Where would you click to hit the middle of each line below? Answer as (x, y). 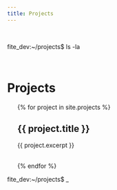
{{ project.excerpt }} (45, 145)
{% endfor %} (37, 166)
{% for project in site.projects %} (64, 107)
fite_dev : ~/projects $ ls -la (44, 46)
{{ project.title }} (53, 129)
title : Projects (30, 13)
